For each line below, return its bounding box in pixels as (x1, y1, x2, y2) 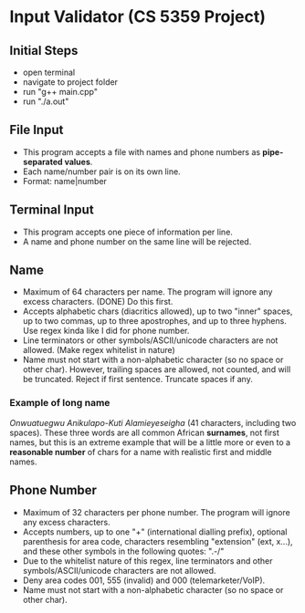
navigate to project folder (22, 77, 119, 88)
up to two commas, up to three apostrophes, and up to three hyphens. (22, 316, 288, 327)
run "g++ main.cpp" (22, 87, 99, 97)
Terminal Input (9, 203, 94, 218)
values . (64, 156, 93, 167)
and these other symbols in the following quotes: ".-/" (22, 545, 225, 556)
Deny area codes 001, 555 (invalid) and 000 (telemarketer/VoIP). (22, 575, 266, 586)
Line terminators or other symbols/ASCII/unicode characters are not (22, 335, 279, 346)
